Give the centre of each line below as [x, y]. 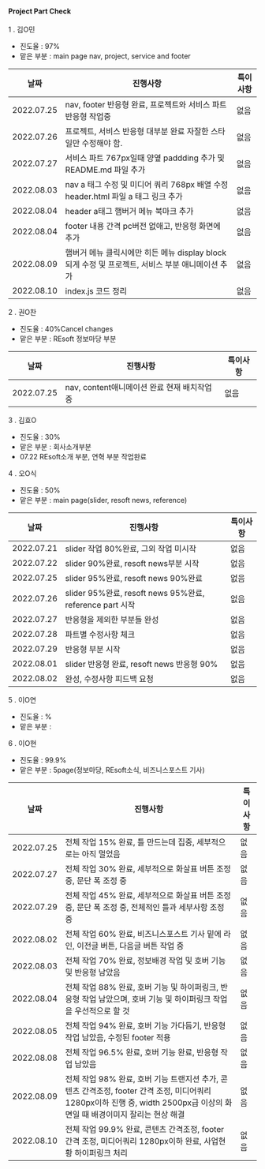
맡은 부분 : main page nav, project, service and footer [105, 56]
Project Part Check [40, 11]
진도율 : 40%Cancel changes [66, 329]
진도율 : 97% [40, 47]
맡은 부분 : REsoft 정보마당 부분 [68, 339]
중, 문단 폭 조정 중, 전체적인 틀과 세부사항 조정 [145, 908]
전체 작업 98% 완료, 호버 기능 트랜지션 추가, [142, 1079]
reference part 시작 [100, 605]
